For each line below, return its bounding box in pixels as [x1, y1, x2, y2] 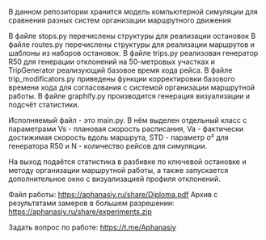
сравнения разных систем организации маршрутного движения [8, 15, 232, 25]
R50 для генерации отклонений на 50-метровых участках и [8, 57, 216, 66]
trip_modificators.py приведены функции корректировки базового [8, 74, 236, 83]
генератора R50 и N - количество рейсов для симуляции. [8, 141, 208, 150]
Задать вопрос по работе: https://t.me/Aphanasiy [8, 222, 176, 232]
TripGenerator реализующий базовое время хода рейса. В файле [8, 65, 233, 75]
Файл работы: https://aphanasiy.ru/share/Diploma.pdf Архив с [8, 190, 218, 199]
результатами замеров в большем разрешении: [8, 198, 175, 208]
